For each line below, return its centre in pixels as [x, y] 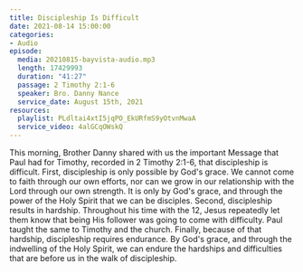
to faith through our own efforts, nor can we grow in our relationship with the [152, 181]
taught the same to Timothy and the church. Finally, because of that [136, 230]
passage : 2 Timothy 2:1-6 [66, 85]
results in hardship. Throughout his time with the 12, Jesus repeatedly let [145, 210]
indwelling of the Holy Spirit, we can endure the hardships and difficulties [146, 249]
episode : [26, 52]
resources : [30, 110]
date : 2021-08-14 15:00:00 [60, 26]
